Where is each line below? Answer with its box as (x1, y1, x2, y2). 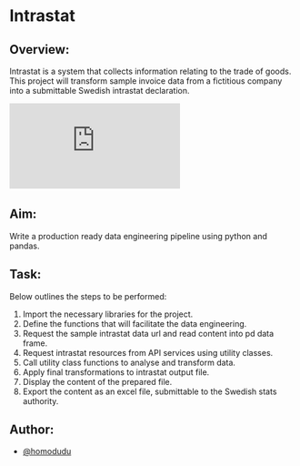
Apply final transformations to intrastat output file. (22, 366, 210, 378)
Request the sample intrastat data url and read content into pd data (22, 328, 275, 339)
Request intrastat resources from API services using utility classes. (22, 347, 274, 358)
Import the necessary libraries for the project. (22, 309, 194, 319)
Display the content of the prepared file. (22, 376, 173, 387)
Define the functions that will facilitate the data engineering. (22, 318, 247, 329)
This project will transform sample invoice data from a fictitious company (9, 76, 283, 86)
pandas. (9, 240, 40, 251)
